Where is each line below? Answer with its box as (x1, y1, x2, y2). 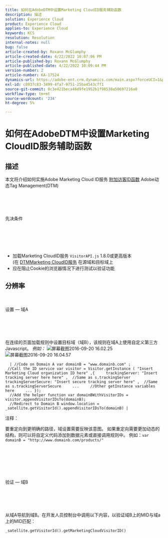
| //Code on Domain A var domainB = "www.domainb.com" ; (9, 362, 131, 367)
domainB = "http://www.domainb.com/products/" (5, 437, 104, 443)
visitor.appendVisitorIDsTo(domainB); (5, 397, 86, 402)
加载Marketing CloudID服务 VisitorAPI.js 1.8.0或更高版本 (12, 253, 132, 259)
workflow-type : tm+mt (5, 91, 50, 96)
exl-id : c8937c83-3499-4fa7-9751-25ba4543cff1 (5, 82, 104, 87)
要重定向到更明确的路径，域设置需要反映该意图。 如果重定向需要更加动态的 (5, 426, 160, 432)
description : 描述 (5, 12, 42, 17)
